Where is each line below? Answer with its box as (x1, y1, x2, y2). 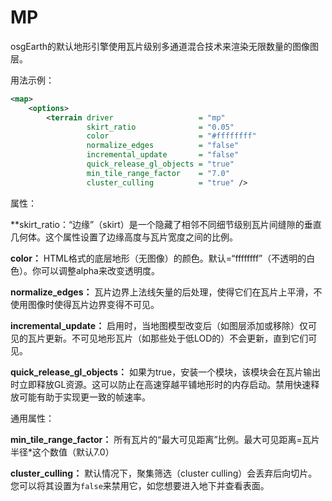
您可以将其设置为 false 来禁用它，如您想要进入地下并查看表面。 (10, 479, 270, 491)
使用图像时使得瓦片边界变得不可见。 (10, 298, 160, 310)
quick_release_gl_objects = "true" (86, 159, 235, 170)
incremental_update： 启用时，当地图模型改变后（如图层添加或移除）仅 (10, 319, 309, 331)
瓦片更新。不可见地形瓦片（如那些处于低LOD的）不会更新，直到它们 (27, 332, 309, 344)
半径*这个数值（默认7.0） (10, 446, 115, 458)
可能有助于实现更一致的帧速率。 (18, 391, 151, 403)
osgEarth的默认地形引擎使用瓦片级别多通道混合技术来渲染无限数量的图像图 (10, 40, 319, 52)
